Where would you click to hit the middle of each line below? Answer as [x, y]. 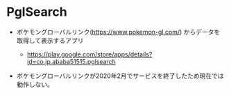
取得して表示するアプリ [50, 40]
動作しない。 [35, 84]
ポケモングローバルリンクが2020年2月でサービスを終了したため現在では [120, 76]
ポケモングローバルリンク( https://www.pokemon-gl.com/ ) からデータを [118, 32]
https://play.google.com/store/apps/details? [89, 54]
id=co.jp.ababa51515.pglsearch [71, 61]
